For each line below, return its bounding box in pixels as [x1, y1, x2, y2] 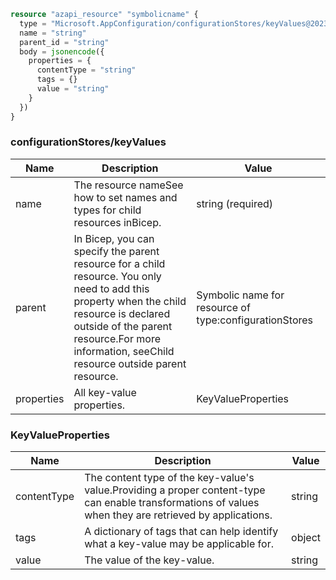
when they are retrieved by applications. [84, 508, 273, 522]
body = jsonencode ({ [19, 46, 105, 57]
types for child [73, 203, 142, 217]
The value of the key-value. [84, 553, 215, 567]
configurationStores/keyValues [10, 135, 167, 149]
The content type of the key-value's [84, 471, 255, 485]
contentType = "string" [36, 65, 137, 75]
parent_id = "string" [19, 37, 110, 47]
